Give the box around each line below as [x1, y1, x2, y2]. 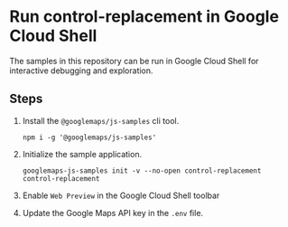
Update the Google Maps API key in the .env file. [22, 207, 204, 218]
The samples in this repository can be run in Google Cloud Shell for [9, 55, 259, 66]
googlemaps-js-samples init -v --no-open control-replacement [22, 166, 262, 175]
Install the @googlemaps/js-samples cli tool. [22, 115, 180, 126]
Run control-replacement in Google [9, 6, 280, 27]
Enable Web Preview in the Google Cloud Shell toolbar [22, 190, 220, 201]
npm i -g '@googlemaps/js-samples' [22, 133, 157, 142]
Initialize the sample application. [22, 148, 143, 159]
